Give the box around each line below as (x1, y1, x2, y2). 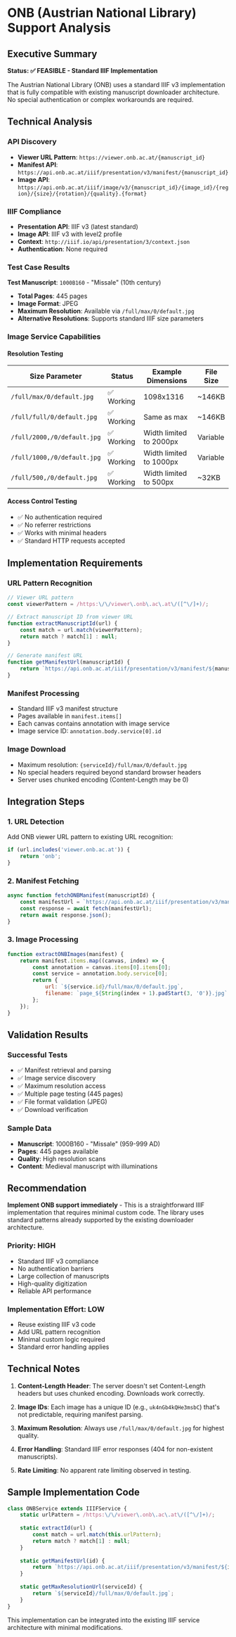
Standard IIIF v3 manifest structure (17, 704, 118, 713)
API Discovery (7, 137, 58, 147)
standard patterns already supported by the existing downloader (7, 1216, 195, 1224)
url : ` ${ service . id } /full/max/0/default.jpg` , (44, 983, 184, 990)
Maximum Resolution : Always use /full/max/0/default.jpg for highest (17, 1423, 225, 1432)
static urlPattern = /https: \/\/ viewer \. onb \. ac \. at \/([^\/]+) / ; (20, 1511, 216, 1519)
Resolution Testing (7, 349, 63, 358)
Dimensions (146, 376, 188, 386)
